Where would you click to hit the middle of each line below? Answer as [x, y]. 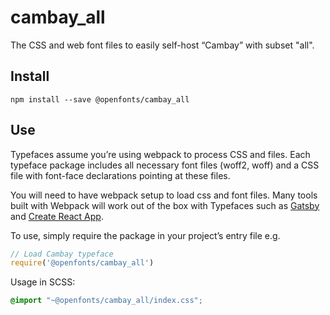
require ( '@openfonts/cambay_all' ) [82, 263]
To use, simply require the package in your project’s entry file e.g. [145, 235]
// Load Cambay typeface [62, 254]
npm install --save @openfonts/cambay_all [100, 99]
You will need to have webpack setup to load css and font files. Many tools [164, 195]
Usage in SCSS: [43, 282]
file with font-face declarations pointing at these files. [120, 175]
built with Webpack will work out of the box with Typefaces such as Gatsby [165, 205]
